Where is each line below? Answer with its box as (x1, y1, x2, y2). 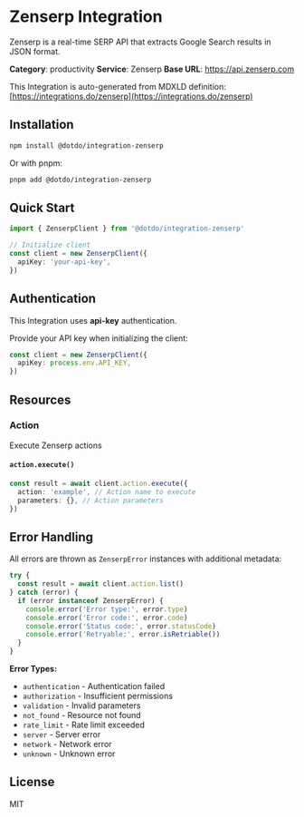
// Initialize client (9, 240, 91, 250)
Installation (9, 117, 74, 132)
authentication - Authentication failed (22, 681, 166, 692)
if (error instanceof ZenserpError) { (17, 596, 165, 605)
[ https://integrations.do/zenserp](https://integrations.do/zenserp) (9, 91, 253, 102)
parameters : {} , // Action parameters (17, 496, 165, 505)
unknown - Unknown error (22, 748, 116, 759)
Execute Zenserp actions (9, 440, 102, 451)
